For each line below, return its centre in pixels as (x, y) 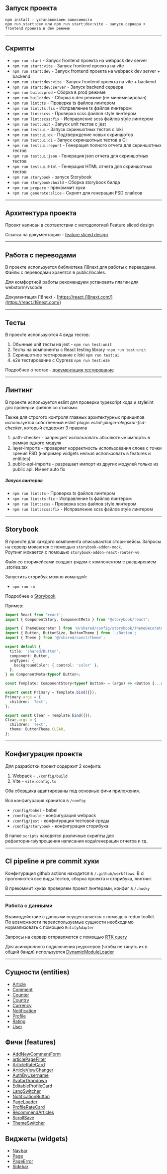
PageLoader (25, 1102)
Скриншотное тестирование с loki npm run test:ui (66, 355)
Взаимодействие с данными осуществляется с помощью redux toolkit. (80, 916)
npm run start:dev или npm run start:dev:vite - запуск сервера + (75, 24)
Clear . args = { (21, 720)
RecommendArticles (33, 1112)
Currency (22, 1005)
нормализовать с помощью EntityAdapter (50, 927)
